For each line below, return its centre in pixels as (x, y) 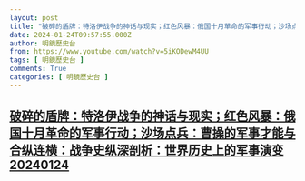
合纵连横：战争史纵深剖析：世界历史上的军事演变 (147, 151)
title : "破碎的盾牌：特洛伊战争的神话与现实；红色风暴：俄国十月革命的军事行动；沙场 (151, 26)
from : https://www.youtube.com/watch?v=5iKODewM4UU (109, 52)
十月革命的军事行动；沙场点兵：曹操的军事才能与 (158, 133)
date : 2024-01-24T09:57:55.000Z (70, 35)
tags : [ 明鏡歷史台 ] (47, 60)
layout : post (34, 18)
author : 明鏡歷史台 (43, 43)
